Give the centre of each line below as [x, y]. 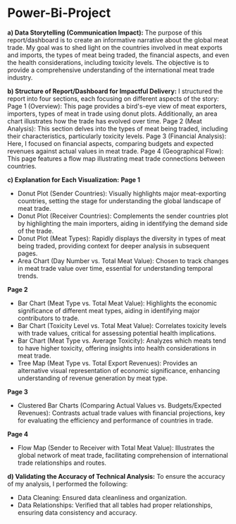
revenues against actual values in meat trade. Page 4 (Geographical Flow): [116, 151]
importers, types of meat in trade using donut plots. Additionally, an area [112, 114]
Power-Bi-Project [59, 13]
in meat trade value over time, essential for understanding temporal [115, 268]
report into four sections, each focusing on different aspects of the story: [113, 98]
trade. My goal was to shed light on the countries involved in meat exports [115, 47]
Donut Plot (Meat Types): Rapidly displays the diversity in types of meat [122, 238]
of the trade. [36, 231]
